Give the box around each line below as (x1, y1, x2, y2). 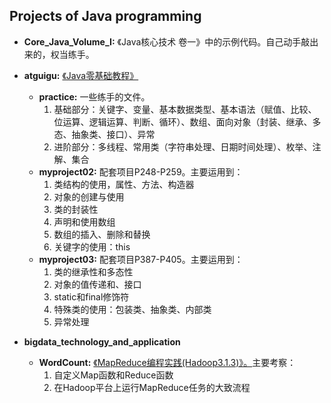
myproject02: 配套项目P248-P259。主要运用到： (38, 165, 244, 178)
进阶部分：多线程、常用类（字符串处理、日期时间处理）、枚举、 (53, 140, 313, 153)
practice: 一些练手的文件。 (38, 90, 151, 103)
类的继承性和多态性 (53, 265, 134, 278)
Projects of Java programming (9, 8, 202, 25)
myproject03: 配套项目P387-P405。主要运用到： (38, 253, 244, 265)
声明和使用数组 (53, 215, 116, 228)
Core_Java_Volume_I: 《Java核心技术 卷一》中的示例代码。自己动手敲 (23, 35, 311, 48)
